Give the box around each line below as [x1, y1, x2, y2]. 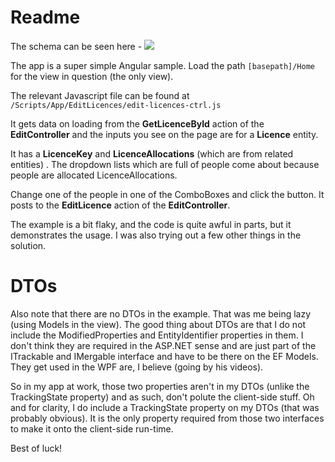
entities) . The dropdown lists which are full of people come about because [10, 158, 320, 170]
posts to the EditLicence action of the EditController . [10, 199, 231, 211]
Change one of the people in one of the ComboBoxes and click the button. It [10, 188, 325, 200]
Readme [10, 6, 81, 29]
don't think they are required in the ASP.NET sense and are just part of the [10, 339, 317, 351]
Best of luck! [10, 442, 63, 454]
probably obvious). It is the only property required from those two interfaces [10, 412, 325, 424]
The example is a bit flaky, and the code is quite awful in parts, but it [10, 218, 292, 230]
